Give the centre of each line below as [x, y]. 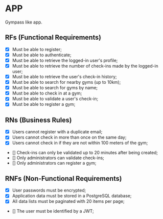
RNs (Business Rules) [38, 120]
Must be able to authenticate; [42, 55]
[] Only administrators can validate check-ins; [58, 158]
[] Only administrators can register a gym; [54, 163]
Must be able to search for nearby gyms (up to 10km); [66, 82]
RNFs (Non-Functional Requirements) [64, 179]
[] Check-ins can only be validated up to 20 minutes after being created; [85, 153]
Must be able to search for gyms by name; [55, 88]
